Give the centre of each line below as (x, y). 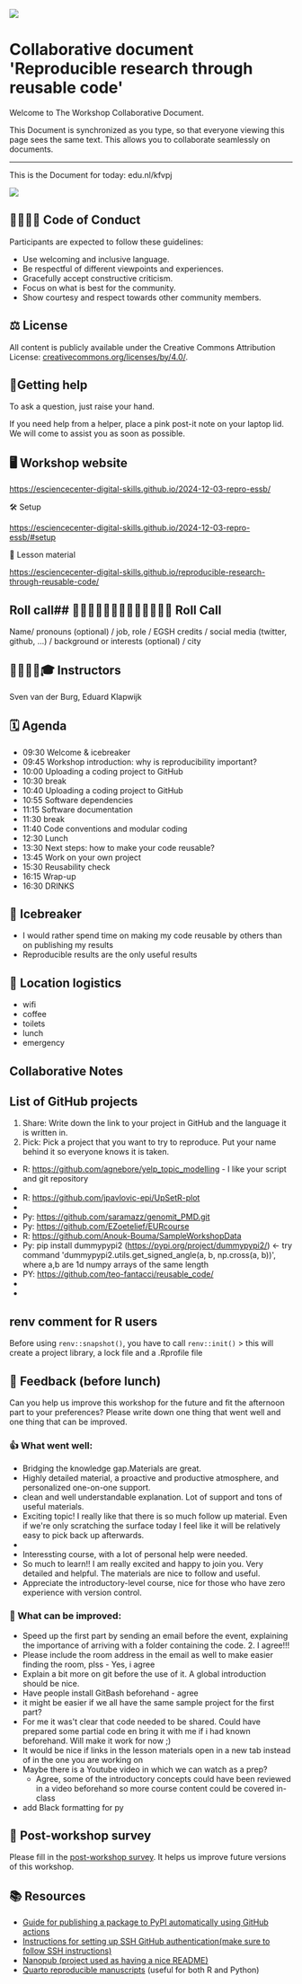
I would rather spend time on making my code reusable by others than (152, 935)
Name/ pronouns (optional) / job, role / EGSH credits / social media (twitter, (148, 632)
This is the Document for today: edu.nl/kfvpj (91, 174)
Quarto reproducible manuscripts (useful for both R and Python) (141, 1970)
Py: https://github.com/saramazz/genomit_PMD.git (116, 1217)
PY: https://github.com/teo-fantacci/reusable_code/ (118, 1274)
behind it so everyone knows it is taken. (95, 1152)
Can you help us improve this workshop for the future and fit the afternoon (147, 1403)
